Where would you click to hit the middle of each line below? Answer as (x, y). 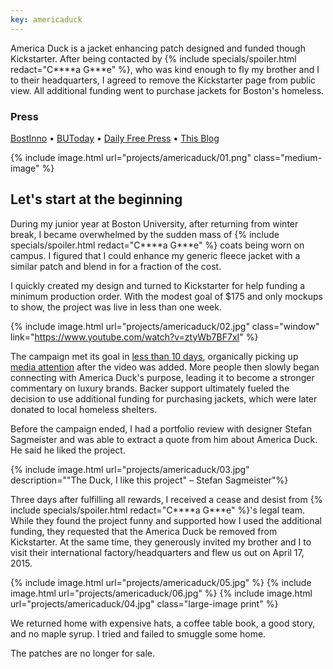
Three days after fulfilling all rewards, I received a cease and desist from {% (166, 499)
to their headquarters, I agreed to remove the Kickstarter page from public (163, 80)
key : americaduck (46, 19)
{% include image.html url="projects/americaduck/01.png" (131, 157)
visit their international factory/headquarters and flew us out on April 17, (157, 552)
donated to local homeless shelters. (84, 409)
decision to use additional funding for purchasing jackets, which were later (164, 398)
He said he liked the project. (68, 450)
